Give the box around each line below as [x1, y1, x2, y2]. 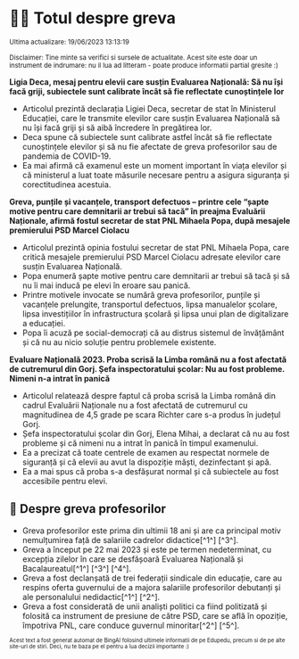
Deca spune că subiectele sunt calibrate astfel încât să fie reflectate [21, 131, 272, 142]
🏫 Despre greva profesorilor [9, 501, 167, 516]
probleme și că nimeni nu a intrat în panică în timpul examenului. [21, 437, 259, 449]
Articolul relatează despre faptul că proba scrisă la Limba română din [21, 390, 277, 400]
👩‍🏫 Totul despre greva [9, 8, 177, 29]
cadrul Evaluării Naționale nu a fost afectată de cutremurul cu [21, 400, 248, 410]
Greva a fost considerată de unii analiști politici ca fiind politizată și [21, 601, 268, 612]
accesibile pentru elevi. [21, 475, 108, 486]
